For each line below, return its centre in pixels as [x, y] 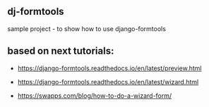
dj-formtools [36, 12]
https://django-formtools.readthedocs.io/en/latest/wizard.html [108, 81]
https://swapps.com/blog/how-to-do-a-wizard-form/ [95, 96]
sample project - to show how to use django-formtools [86, 28]
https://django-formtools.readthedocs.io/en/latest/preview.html [110, 68]
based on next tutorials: [61, 51]
